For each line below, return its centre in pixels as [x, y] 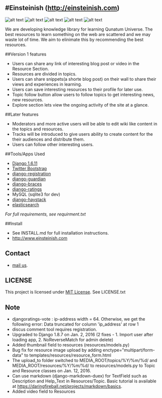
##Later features [22, 114]
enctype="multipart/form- [129, 350]
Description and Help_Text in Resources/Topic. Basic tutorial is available [84, 381]
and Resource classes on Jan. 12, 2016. [52, 371]
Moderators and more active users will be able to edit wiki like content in [84, 124]
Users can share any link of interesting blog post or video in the [76, 63]
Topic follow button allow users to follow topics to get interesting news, [83, 94]
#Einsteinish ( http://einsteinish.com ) [62, 8]
